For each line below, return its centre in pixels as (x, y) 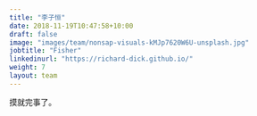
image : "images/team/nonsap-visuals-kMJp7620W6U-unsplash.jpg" (129, 42)
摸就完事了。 (33, 102)
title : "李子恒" (37, 17)
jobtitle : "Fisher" (46, 51)
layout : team (33, 76)
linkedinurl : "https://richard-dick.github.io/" (101, 59)
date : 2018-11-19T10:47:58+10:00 (71, 26)
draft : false (33, 34)
